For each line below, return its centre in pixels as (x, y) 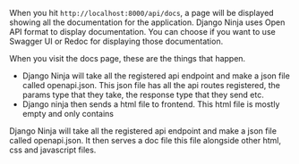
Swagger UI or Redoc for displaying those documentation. (116, 41)
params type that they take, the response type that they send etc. (143, 94)
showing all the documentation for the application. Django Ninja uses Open (147, 22)
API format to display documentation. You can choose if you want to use (142, 32)
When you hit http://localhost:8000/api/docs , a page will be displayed (142, 13)
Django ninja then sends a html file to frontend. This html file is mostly (151, 104)
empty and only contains (68, 114)
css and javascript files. (53, 150)
